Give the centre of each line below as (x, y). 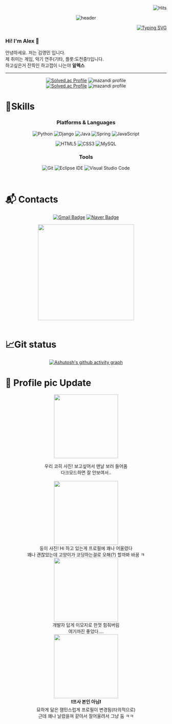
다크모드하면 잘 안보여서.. (86, 472)
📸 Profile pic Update (48, 383)
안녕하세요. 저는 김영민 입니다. (35, 53)
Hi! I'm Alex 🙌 (22, 41)
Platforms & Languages (86, 123)
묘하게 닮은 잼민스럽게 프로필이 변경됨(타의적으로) (86, 709)
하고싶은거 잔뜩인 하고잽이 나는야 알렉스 (45, 65)
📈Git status (31, 345)
